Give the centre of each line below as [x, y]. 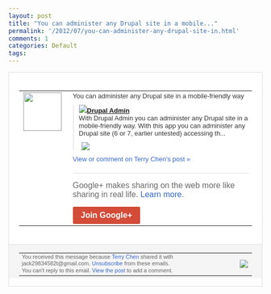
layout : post [30, 16]
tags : [17, 53]
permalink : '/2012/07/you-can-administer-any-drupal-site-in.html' [124, 31]
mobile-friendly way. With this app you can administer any [162, 126]
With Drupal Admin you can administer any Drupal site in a [163, 118]
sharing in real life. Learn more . [128, 194]
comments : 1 [28, 38]
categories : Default [43, 46]
